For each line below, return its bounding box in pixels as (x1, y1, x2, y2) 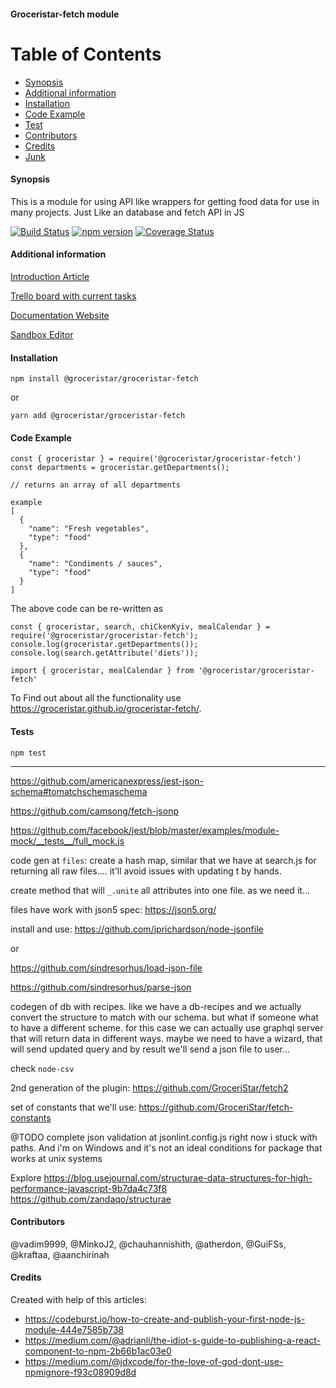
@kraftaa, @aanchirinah (10, 1248, 110, 1260)
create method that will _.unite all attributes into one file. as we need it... (10, 884, 310, 896)
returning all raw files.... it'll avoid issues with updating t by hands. (10, 865, 282, 877)
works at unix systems (10, 1152, 103, 1164)
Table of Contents (10, 43, 162, 65)
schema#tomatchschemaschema (10, 785, 148, 797)
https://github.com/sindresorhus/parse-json (10, 981, 192, 993)
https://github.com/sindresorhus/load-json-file (10, 961, 203, 974)
